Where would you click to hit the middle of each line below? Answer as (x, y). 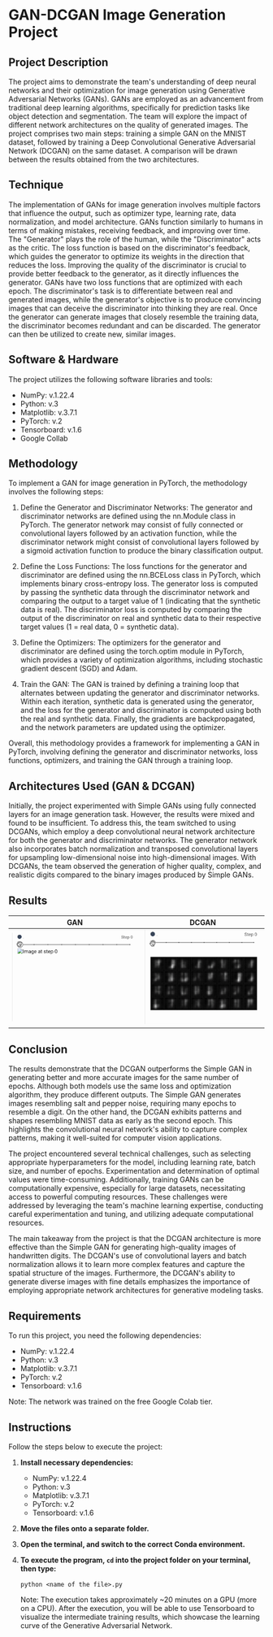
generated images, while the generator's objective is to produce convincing (135, 299)
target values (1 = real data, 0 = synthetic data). (100, 627)
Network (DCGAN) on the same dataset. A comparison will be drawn (123, 151)
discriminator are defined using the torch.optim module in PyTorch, (132, 651)
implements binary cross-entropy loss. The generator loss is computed (139, 584)
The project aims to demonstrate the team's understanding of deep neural (132, 82)
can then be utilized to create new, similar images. (92, 334)
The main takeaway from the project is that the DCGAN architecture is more (135, 1239)
